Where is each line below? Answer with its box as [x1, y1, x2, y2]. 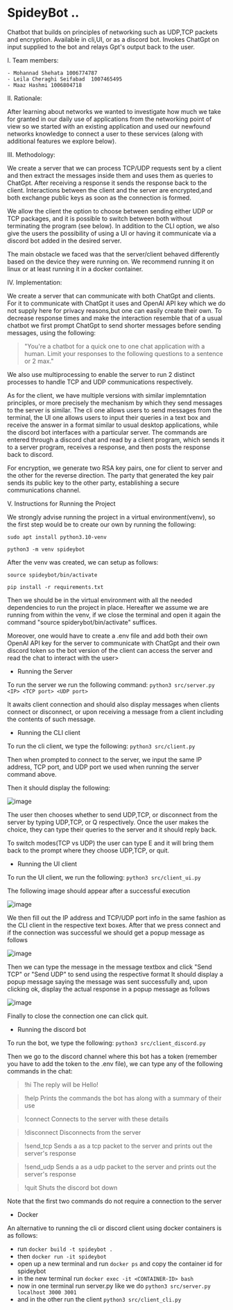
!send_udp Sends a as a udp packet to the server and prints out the [24, 1163, 217, 1171]
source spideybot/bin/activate [7, 572, 98, 579]
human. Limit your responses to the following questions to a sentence [24, 349, 223, 357]
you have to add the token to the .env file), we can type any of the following [7, 1059, 223, 1068]
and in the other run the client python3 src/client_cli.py [17, 1295, 182, 1303]
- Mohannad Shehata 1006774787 [7, 70, 98, 76]
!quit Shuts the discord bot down [24, 1183, 118, 1192]
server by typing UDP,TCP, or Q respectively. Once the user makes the [7, 818, 209, 826]
